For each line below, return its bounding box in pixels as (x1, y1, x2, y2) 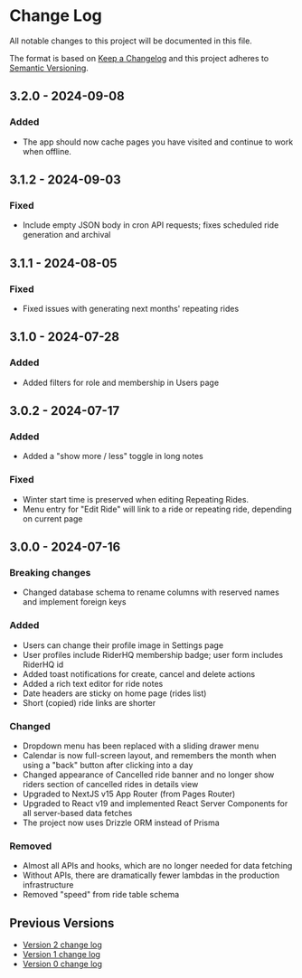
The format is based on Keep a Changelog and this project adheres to (9, 52, 269, 63)
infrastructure (22, 879, 74, 890)
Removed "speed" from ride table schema (22, 889, 180, 900)
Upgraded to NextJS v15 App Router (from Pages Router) (22, 788, 236, 799)
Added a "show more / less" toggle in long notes (22, 451, 203, 462)
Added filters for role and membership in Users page (22, 377, 220, 388)
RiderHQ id (22, 659, 64, 670)
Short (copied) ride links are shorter (22, 697, 156, 708)
